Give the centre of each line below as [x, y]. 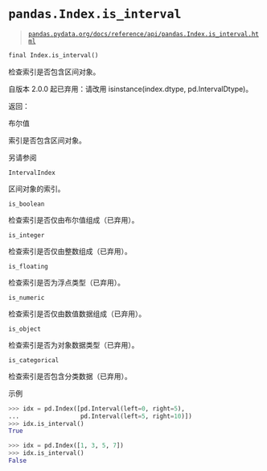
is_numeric [27, 298]
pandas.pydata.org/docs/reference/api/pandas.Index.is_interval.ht [143, 34]
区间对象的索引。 [37, 189]
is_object [25, 329]
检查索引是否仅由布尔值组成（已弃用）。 [74, 219]
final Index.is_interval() [53, 55]
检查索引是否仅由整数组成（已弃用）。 [70, 251]
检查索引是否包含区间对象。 [54, 72]
